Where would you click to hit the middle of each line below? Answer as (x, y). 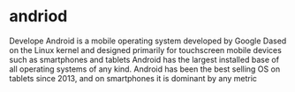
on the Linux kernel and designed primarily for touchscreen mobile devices (146, 50)
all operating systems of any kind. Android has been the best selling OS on (145, 69)
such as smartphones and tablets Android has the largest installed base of (144, 59)
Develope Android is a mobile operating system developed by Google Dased (148, 41)
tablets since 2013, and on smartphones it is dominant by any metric (133, 78)
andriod (38, 16)
